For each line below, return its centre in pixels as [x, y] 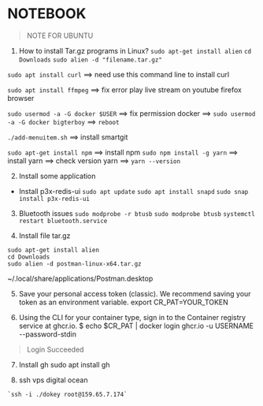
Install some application [57, 176]
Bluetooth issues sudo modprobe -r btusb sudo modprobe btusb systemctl [137, 213]
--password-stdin [47, 334]
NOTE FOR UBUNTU [60, 35]
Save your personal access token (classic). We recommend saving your [135, 293]
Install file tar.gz [44, 235]
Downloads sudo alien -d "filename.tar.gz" [91, 60]
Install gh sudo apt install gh [64, 364]
